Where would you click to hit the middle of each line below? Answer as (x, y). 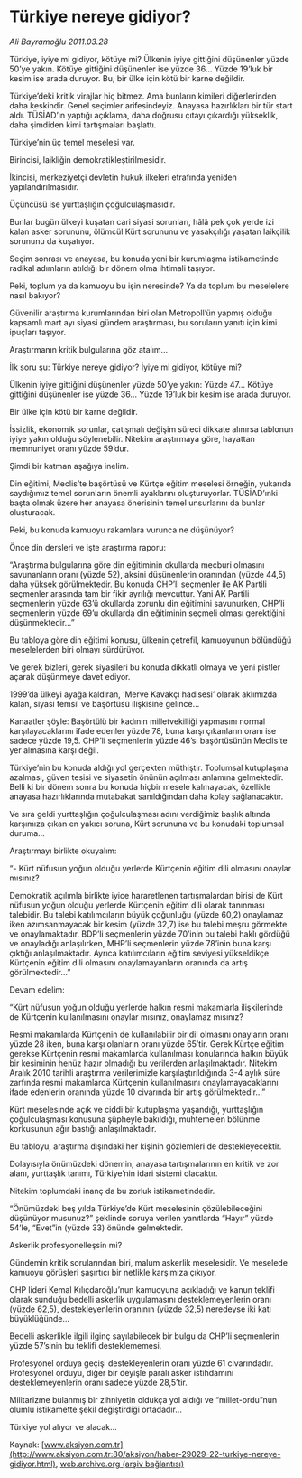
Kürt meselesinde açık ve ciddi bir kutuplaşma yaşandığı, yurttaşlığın (137, 1109)
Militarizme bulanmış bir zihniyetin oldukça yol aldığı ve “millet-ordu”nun (143, 1399)
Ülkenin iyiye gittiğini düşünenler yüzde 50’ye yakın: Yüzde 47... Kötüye (142, 384)
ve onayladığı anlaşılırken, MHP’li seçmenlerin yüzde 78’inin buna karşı (141, 943)
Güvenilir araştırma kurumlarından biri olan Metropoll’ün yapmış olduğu (141, 313)
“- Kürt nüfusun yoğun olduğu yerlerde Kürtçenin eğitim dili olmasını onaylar (150, 868)
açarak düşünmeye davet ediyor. (70, 676)
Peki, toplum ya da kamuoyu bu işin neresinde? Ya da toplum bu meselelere (150, 286)
